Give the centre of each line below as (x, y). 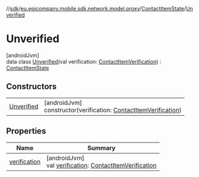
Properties (26, 131)
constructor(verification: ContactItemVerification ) (113, 110)
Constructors (31, 86)
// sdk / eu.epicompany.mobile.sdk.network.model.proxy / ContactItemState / (96, 9)
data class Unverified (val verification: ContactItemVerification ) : (84, 61)
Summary (101, 148)
